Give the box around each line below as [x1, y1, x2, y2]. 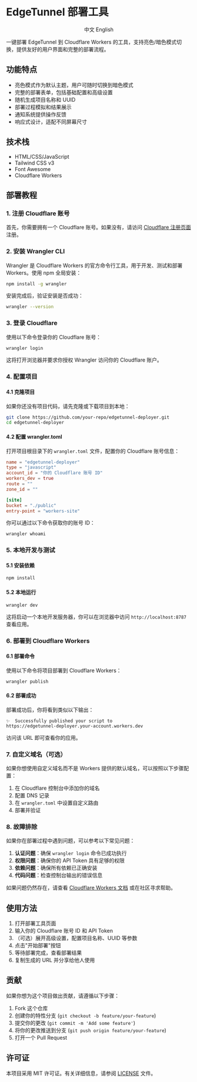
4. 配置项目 [6, 373, 38, 381]
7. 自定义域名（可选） [6, 750, 66, 759]
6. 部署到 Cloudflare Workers [6, 637, 90, 645]
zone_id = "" [6, 486, 38, 492]
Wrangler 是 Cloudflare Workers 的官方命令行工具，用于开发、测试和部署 [6, 262, 183, 269]
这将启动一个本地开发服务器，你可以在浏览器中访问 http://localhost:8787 [6, 613, 187, 620]
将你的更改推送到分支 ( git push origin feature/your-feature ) [14, 1027, 166, 1034]
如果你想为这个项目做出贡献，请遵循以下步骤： [6, 992, 119, 999]
